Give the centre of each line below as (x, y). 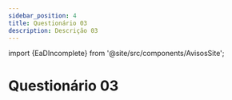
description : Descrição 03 (53, 30)
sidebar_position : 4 (43, 16)
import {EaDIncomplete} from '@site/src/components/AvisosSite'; (116, 54)
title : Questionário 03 (48, 23)
